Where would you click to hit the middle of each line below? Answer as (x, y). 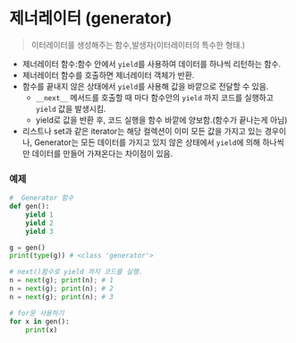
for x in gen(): (39, 322)
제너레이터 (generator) (91, 18)
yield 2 (39, 223)
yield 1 (39, 214)
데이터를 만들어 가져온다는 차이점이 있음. (102, 153)
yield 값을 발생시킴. (71, 108)
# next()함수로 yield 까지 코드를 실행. (76, 272)
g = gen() (28, 247)
